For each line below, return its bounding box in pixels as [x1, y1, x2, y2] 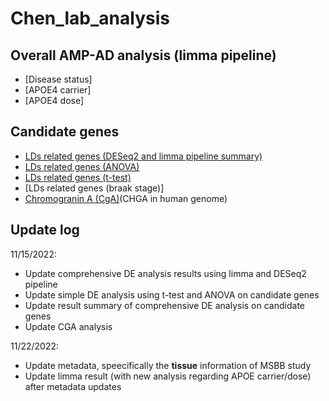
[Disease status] [24, 73, 93, 85]
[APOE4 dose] [24, 95, 85, 106]
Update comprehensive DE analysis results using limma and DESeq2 [24, 267, 307, 279]
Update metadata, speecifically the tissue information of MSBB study [24, 359, 312, 371]
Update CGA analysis [24, 320, 113, 332]
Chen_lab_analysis [10, 7, 170, 30]
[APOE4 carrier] [24, 84, 92, 96]
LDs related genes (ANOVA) [24, 160, 140, 172]
